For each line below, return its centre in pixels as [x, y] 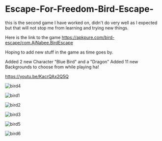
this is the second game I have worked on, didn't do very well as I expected [81, 23]
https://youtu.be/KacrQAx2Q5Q [37, 76]
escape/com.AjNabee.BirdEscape [39, 42]
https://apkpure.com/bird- [88, 37]
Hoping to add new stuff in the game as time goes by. [59, 52]
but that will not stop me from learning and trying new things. [67, 28]
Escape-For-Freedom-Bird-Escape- [79, 9]
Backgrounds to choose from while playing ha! [52, 67]
